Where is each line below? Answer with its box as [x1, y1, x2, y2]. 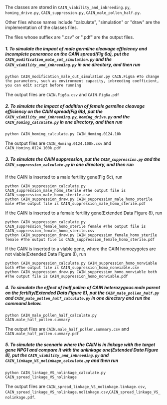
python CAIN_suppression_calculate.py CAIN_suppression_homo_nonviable [5, 261, 157, 266]
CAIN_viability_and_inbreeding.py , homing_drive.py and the [5, 113, 130, 119]
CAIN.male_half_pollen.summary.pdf [5, 331, 79, 336]
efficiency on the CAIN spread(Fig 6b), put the [5, 108, 103, 114]
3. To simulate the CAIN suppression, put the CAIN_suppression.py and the [5, 156, 161, 162]
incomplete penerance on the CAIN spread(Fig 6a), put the [5, 51, 130, 57]
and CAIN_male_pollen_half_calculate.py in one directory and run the [5, 295, 151, 301]
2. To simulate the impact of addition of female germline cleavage [5, 103, 145, 109]
